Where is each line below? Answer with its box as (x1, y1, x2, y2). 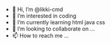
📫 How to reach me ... (12, 32, 69, 39)
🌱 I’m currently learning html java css (12, 19, 106, 26)
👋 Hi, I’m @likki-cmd (12, 6, 63, 13)
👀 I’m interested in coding (12, 12, 77, 19)
